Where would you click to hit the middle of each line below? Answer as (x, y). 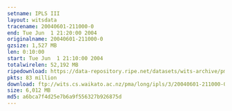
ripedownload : (28, 71)
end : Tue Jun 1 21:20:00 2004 (52, 33)
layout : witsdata (32, 20)
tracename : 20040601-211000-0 (51, 26)
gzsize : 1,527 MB (32, 46)
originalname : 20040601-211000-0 (55, 39)
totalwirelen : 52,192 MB (43, 65)
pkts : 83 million (32, 78)
